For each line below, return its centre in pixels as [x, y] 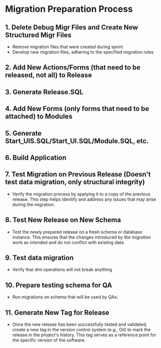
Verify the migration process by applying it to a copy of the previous [81, 194]
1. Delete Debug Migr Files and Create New [72, 27]
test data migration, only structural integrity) [75, 182]
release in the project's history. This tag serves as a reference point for [84, 335]
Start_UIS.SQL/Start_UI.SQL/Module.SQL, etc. [77, 141]
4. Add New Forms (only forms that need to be [77, 109]
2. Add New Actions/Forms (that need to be [73, 68]
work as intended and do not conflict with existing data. [69, 242]
